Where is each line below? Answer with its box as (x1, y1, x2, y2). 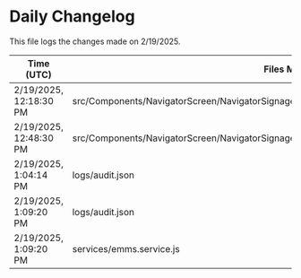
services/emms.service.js (72, 242, 181, 255)
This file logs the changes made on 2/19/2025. (9, 36, 181, 47)
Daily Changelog (9, 6, 136, 27)
